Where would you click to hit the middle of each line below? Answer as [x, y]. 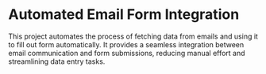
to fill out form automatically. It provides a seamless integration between [126, 44]
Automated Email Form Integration [124, 15]
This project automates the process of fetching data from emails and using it [133, 36]
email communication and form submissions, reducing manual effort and [127, 53]
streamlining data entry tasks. [57, 61]
